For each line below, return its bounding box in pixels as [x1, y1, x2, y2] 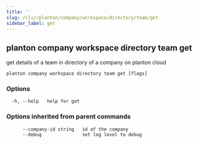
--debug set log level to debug [22, 131, 142, 137]
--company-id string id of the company [22, 126, 129, 132]
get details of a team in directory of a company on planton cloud [6, 59, 167, 66]
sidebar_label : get [6, 20, 56, 26]
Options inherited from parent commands [6, 112, 131, 121]
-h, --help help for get [12, 98, 80, 105]
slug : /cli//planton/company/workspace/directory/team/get [6, 15, 159, 21]
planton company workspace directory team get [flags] [6, 70, 148, 77]
